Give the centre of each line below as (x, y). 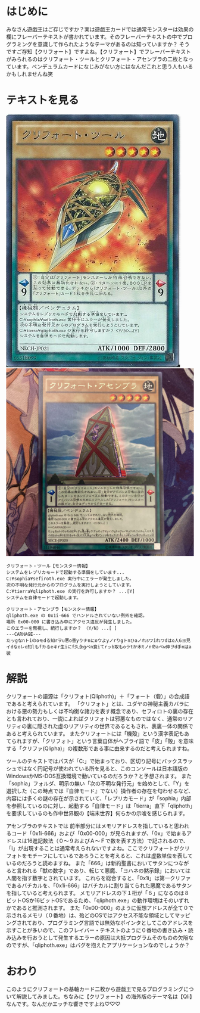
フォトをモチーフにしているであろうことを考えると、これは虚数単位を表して (100, 856)
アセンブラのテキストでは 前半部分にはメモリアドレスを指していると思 (93, 826)
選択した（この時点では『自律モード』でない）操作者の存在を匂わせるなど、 (100, 791)
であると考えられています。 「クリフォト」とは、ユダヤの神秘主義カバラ (95, 704)
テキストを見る (43, 100)
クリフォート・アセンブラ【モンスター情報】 (53, 609)
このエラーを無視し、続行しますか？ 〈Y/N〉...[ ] (62, 628)
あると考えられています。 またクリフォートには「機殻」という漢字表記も (95, 734)
